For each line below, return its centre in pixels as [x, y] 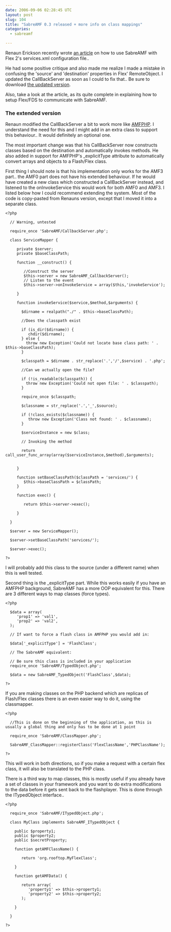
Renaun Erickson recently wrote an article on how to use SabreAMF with [81, 53]
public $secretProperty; [41, 840]
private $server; [35, 249]
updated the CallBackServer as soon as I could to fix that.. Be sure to [78, 79]
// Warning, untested [33, 222]
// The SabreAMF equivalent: [41, 653]
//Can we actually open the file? [58, 370]
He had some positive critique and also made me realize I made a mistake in [85, 68]
